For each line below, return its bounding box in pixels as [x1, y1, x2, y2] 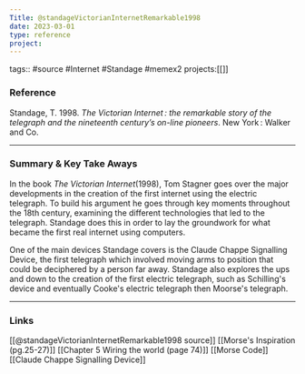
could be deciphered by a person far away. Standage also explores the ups [9, 263, 290, 274]
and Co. [9, 126, 39, 137]
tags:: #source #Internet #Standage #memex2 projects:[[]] [9, 64, 229, 75]
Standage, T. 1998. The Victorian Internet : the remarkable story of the [9, 106, 272, 118]
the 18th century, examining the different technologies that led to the [9, 207, 265, 218]
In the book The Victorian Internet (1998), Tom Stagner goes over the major [9, 178, 289, 189]
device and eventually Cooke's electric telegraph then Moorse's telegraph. [9, 283, 289, 294]
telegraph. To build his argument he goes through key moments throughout [9, 197, 290, 208]
